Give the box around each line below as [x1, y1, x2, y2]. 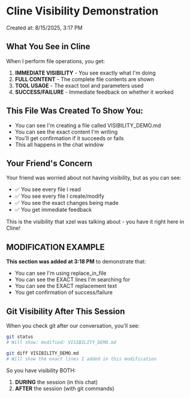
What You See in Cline [6, 41, 91, 52]
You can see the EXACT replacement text [14, 283, 117, 290]
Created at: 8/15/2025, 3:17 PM [6, 24, 83, 31]
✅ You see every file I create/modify [14, 192, 105, 200]
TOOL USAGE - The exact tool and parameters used [14, 82, 144, 89]
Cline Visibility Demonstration [6, 4, 159, 18]
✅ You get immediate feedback [14, 206, 92, 213]
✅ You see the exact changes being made [14, 200, 119, 207]
